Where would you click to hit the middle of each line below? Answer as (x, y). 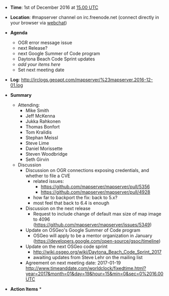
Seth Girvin (37, 159)
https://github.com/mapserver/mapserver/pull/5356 (95, 187)
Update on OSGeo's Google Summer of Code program (83, 230)
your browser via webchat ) (39, 23)
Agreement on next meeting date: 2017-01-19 (73, 263)
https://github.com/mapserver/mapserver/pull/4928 (96, 192)
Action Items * (26, 289)
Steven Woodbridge (46, 154)
